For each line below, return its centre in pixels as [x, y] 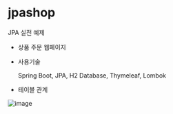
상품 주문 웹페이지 [42, 47]
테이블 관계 [33, 89]
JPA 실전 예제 [26, 32]
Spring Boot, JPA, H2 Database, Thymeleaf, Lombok [92, 75]
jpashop [32, 13]
